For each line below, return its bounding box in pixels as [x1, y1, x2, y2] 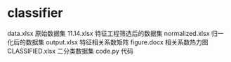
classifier [7, 5, 63, 21]
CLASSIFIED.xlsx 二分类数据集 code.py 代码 [7, 46, 133, 55]
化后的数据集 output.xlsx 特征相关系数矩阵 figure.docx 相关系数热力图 [7, 37, 209, 46]
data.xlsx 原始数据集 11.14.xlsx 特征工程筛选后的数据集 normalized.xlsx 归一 [7, 29, 224, 37]
